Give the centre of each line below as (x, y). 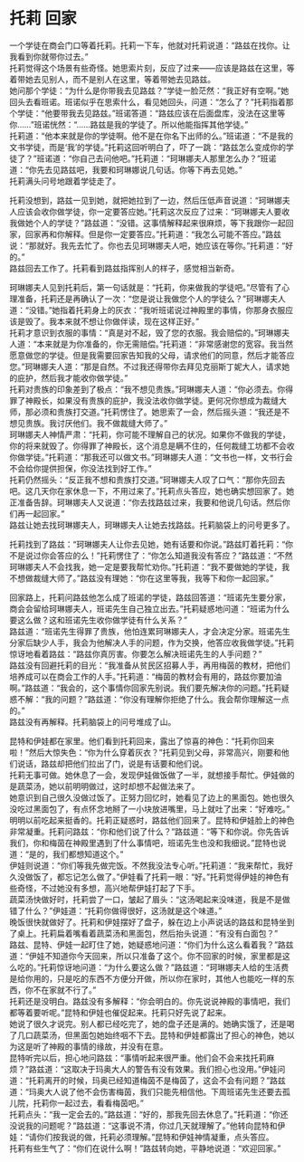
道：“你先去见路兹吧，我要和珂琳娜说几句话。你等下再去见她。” (126, 169)
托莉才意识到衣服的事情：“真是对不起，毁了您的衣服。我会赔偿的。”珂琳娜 (146, 332)
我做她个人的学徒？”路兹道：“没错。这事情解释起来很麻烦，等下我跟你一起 (148, 223)
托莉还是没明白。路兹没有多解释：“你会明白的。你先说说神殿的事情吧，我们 (150, 1001)
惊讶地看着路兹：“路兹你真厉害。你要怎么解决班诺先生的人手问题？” (136, 653)
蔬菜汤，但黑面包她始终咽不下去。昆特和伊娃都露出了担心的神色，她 (160, 1035)
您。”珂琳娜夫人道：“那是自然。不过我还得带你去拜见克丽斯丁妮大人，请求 (146, 367)
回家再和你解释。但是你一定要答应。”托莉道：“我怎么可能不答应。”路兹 (153, 234)
